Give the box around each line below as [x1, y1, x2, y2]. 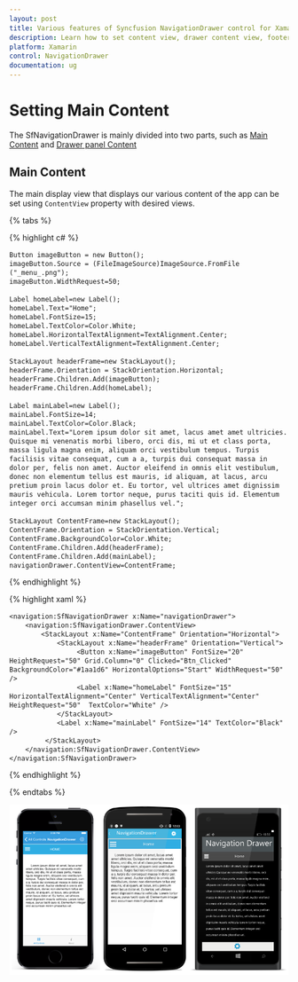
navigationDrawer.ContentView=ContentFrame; [9, 561, 176, 570]
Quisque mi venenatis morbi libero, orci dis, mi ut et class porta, [9, 436, 272, 445]
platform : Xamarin [9, 43, 77, 51]
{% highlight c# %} [9, 232, 79, 243]
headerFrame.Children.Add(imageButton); [9, 374, 161, 383]
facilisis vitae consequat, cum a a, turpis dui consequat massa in [9, 454, 268, 463]
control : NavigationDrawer [9, 51, 109, 61]
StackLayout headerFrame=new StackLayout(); [9, 357, 176, 365]
